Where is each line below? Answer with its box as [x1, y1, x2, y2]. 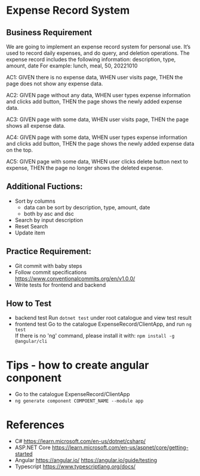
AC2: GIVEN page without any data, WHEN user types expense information [6, 92, 191, 98]
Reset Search [14, 222, 48, 230]
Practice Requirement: [6, 246, 91, 256]
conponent [6, 371, 61, 385]
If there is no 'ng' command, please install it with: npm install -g [14, 332, 175, 339]
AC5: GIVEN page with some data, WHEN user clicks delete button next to [6, 158, 189, 165]
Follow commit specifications [14, 268, 87, 276]
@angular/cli [14, 338, 48, 345]
